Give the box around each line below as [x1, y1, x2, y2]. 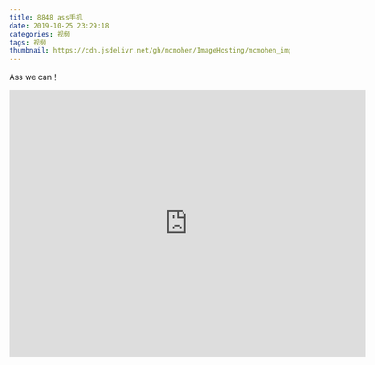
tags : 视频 [9, 37, 47, 47]
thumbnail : [9, 46, 50, 55]
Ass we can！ [9, 72, 60, 83]
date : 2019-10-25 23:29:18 [9, 21, 110, 30]
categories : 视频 [9, 29, 71, 38]
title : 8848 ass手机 [9, 12, 83, 22]
